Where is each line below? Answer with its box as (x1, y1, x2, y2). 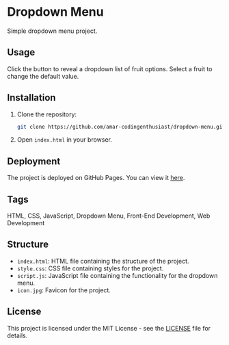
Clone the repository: (16, 110, 77, 118)
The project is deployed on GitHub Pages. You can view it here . (7, 174, 185, 182)
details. (7, 331, 28, 340)
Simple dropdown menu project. (7, 27, 98, 35)
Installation (7, 92, 56, 103)
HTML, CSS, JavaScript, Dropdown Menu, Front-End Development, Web (7, 212, 211, 220)
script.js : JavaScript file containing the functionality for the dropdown (16, 271, 218, 279)
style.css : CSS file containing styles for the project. (16, 264, 164, 272)
